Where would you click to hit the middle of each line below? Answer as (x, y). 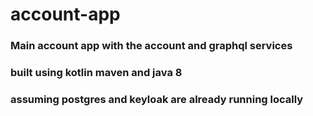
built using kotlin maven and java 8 (96, 73)
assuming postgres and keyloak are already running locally (157, 99)
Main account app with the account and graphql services (151, 46)
